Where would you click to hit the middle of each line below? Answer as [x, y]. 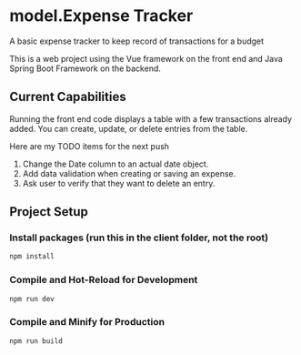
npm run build [36, 341]
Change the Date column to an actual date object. [115, 164]
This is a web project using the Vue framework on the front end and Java [146, 58]
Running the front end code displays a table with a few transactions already [151, 118]
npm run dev [32, 299]
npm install [32, 257]
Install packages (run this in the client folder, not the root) [139, 238]
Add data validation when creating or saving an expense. [129, 173]
